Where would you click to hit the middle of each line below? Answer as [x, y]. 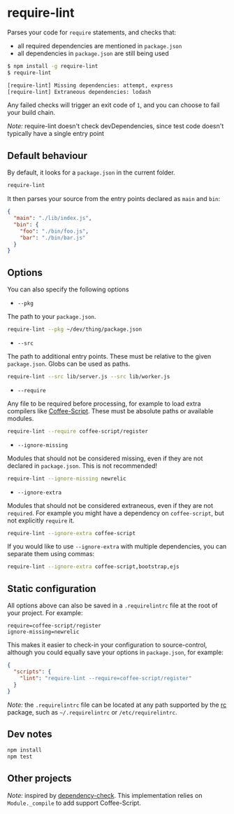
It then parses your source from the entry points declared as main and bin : [114, 199]
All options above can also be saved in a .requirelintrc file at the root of [112, 606]
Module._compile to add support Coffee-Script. [74, 803]
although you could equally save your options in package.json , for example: [115, 652]
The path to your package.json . [52, 317]
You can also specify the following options [68, 289]
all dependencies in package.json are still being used [93, 53]
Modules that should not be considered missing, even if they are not [105, 458]
